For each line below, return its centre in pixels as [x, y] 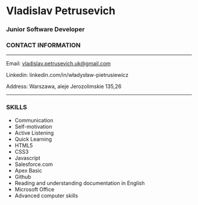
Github [23, 177]
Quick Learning [33, 139]
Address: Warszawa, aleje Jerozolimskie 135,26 [64, 86]
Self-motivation [33, 126]
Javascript [27, 158]
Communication [34, 120]
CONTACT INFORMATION [43, 45]
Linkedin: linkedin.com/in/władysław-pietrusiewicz [67, 75]
